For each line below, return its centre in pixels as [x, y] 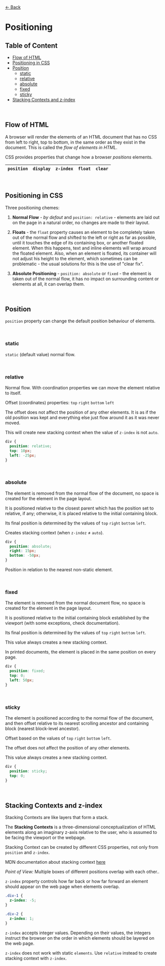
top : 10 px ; [21, 451]
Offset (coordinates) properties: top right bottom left [60, 403]
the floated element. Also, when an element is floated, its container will [84, 253]
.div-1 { [14, 896]
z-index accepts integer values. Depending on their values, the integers [78, 933]
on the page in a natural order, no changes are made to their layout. [81, 223]
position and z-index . [28, 853]
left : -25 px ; [23, 455]
